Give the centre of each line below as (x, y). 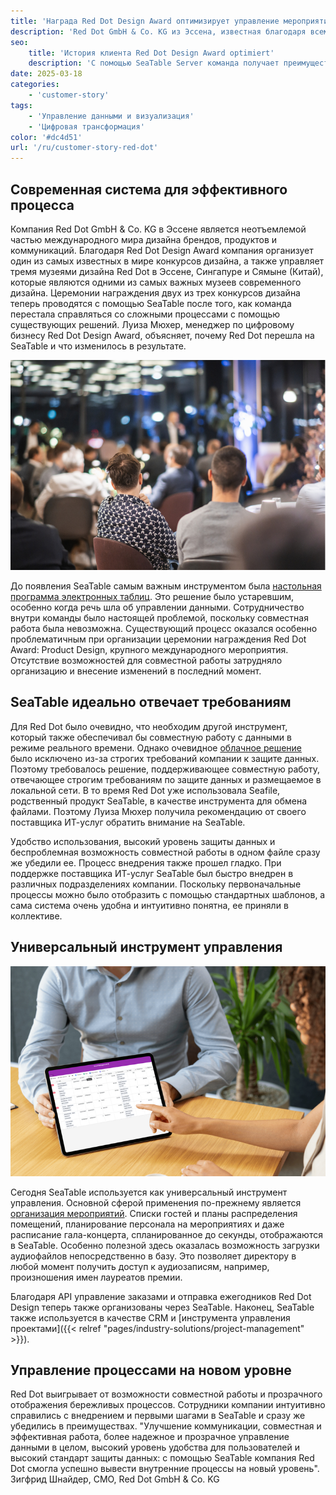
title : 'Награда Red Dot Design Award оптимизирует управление (145, 21)
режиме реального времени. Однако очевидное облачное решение (156, 747)
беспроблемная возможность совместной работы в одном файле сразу (165, 852)
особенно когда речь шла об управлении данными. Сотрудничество (157, 607)
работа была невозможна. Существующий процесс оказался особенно (164, 628)
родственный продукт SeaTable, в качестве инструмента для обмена (159, 801)
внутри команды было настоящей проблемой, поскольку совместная (159, 617)
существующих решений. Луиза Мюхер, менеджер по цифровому (152, 324)
